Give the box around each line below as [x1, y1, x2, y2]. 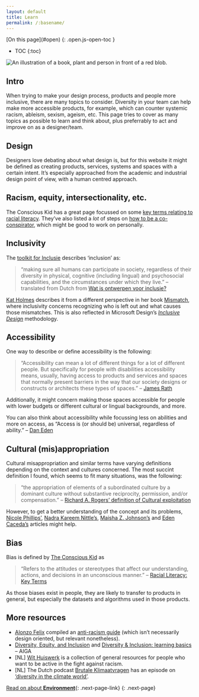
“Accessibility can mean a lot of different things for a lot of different [20, 359, 185, 367]
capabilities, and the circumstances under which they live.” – [20, 278, 169, 285]
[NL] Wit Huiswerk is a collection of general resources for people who [14, 654, 185, 661]
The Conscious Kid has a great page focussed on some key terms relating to [6, 209, 193, 216]
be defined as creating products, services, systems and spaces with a [6, 163, 177, 170]
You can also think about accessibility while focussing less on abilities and [6, 414, 188, 421]
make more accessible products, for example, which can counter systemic [6, 105, 188, 112]
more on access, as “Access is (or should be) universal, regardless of [6, 420, 175, 428]
